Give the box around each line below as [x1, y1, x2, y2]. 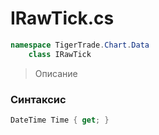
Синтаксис [10, 92, 67, 106]
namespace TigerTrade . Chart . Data [10, 40, 150, 50]
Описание [34, 67, 78, 79]
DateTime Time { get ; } [10, 115, 110, 125]
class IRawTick [28, 49, 92, 59]
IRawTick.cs [10, 7, 115, 30]
